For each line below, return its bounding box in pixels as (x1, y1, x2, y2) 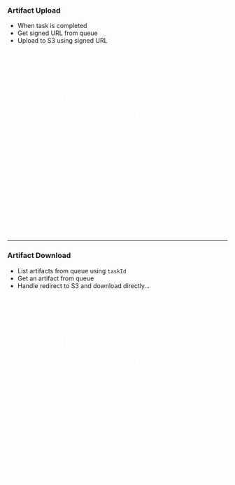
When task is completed (17, 22, 87, 30)
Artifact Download (7, 251, 71, 261)
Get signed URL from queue (17, 29, 98, 37)
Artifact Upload (7, 6, 61, 15)
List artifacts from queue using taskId (17, 266, 127, 275)
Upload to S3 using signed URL (17, 36, 108, 45)
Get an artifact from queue (17, 274, 94, 282)
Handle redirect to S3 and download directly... (17, 281, 150, 289)
